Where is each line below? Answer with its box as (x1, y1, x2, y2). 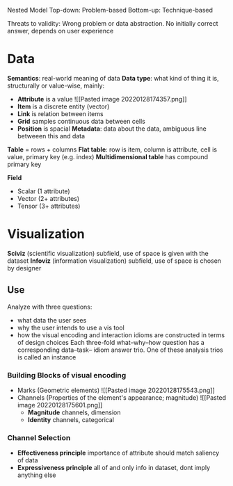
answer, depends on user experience (7, 27, 114, 35)
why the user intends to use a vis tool (17, 323, 125, 332)
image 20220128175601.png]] (17, 400, 103, 409)
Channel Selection (7, 432, 71, 442)
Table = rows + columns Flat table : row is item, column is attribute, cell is (7, 145, 218, 154)
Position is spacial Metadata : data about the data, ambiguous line (17, 124, 207, 133)
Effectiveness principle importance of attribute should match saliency (17, 448, 220, 457)
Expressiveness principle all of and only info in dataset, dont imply (17, 464, 211, 472)
